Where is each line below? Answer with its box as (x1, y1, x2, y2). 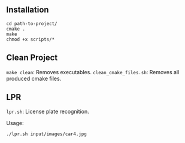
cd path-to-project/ (6, 20, 58, 26)
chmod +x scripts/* (6, 36, 55, 42)
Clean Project (6, 53, 58, 63)
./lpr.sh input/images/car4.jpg (6, 131, 87, 137)
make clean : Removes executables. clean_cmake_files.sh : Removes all (6, 68, 180, 75)
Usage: (6, 120, 24, 127)
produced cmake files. (6, 75, 62, 82)
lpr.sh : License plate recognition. (6, 108, 90, 115)
